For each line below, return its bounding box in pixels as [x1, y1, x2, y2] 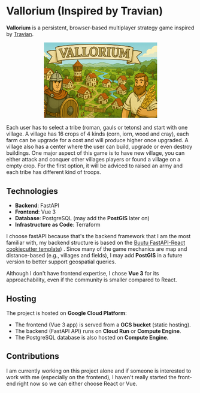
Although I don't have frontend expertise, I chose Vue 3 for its [6, 270, 159, 277]
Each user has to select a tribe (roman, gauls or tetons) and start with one [6, 124, 188, 131]
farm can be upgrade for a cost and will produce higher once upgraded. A [6, 137, 189, 144]
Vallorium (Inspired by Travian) [6, 4, 163, 18]
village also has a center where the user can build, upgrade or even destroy [6, 143, 193, 151]
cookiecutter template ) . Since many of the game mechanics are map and [6, 245, 187, 253]
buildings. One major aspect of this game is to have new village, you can [6, 149, 185, 157]
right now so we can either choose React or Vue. [17, 380, 138, 387]
